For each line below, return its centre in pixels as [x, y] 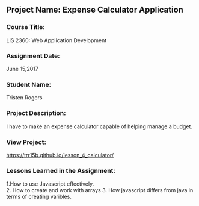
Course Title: [26, 27]
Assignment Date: [33, 55]
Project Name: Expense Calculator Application [95, 10]
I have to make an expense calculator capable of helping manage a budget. [99, 126]
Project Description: [36, 113]
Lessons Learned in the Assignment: [61, 170]
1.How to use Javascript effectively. [50, 184]
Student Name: [29, 84]
